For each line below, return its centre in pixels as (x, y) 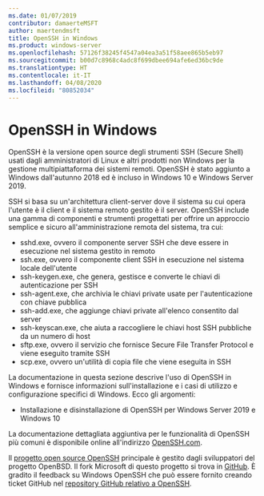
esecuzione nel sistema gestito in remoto (88, 251)
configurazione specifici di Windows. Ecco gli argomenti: (102, 394)
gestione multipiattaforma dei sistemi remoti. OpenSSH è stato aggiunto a (129, 169)
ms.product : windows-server (55, 46)
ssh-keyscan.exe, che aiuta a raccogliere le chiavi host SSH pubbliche (136, 328)
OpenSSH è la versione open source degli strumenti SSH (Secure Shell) (126, 152)
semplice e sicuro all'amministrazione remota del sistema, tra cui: (116, 227)
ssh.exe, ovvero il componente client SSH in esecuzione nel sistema (132, 260)
